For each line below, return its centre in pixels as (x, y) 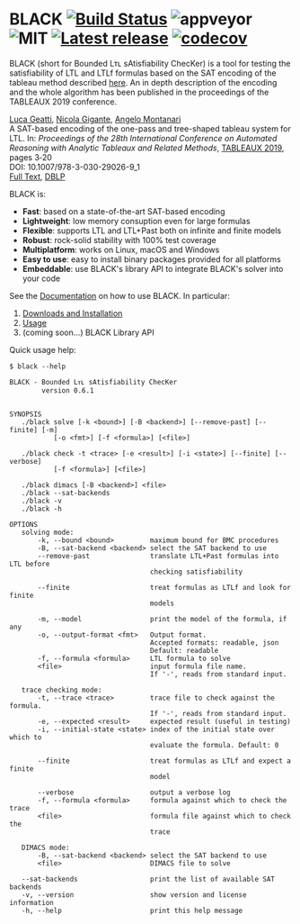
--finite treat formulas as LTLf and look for (164, 587)
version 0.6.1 (68, 390)
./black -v (42, 501)
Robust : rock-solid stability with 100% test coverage (119, 240)
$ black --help (38, 366)
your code (41, 278)
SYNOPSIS (26, 414)
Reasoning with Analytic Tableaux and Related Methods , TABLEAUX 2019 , (147, 148)
